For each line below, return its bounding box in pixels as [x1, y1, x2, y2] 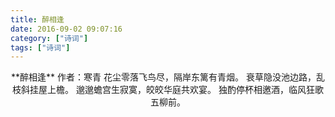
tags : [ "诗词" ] [10, 42, 71, 53]
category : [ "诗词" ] [10, 33, 89, 43]
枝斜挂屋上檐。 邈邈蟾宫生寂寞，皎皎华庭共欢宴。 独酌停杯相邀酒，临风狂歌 [12, 84, 324, 96]
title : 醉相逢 [10, 14, 65, 25]
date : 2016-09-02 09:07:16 [10, 24, 123, 34]
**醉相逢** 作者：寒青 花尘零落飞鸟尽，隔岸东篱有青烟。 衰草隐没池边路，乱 [11, 71, 325, 83]
